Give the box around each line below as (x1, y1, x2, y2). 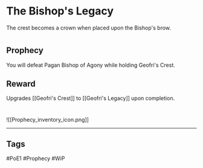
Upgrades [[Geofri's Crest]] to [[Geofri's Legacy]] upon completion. (6, 95, 175, 102)
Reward (6, 78, 36, 89)
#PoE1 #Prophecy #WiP (6, 155, 65, 162)
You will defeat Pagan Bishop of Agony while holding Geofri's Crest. (6, 61, 175, 69)
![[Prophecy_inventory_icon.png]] (6, 116, 89, 123)
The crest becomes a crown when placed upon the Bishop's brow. (6, 24, 171, 31)
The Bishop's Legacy (6, 4, 114, 18)
